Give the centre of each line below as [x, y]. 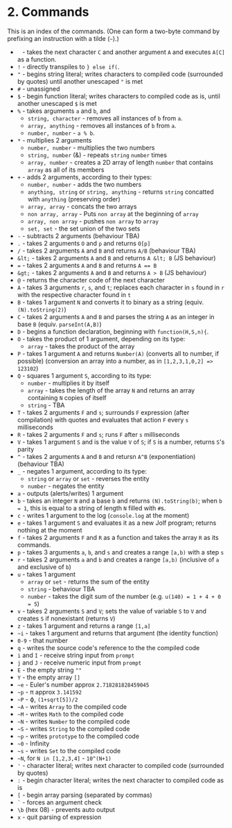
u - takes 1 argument [46, 574]
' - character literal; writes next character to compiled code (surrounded [121, 765]
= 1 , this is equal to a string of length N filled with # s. [91, 508]
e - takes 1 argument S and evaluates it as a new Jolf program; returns [117, 523]
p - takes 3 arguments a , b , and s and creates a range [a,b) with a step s [121, 552]
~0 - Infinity [33, 743]
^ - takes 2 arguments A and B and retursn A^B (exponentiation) [106, 456]
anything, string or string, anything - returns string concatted [121, 192]
